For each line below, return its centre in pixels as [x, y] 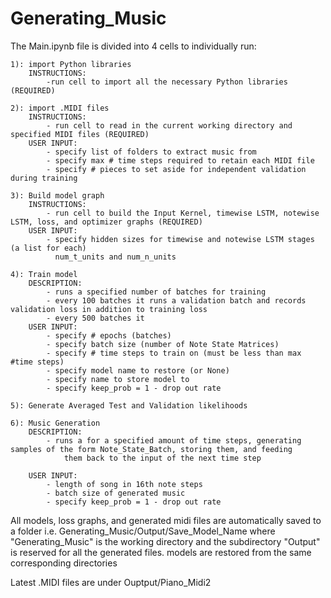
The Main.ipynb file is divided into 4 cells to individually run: [133, 46]
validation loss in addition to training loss [109, 309]
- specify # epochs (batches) [109, 335]
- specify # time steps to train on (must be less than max [174, 353]
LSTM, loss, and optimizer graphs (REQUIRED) [106, 222]
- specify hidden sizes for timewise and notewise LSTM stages [180, 239]
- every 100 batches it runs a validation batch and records [176, 300]
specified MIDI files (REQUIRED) [80, 134]
